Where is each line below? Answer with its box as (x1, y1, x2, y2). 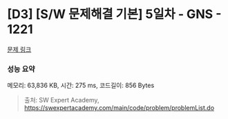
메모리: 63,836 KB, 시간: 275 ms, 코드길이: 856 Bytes (7, 81, 155, 90)
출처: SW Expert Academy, (23, 96, 99, 104)
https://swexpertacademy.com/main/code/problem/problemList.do (23, 104, 215, 112)
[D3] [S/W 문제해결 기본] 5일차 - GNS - (7, 6, 222, 22)
